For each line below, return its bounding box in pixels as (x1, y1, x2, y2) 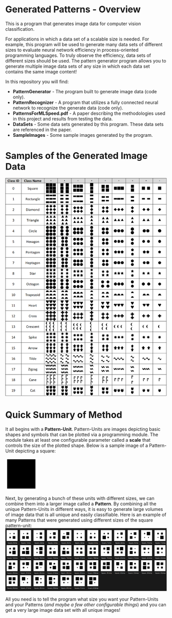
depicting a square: (15, 447, 56, 454)
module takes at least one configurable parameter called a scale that (5, 437, 151, 443)
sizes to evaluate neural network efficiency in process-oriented (5, 47, 139, 53)
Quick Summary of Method (5, 409, 122, 421)
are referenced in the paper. (12, 127, 72, 133)
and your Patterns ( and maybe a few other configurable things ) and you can (5, 602, 166, 608)
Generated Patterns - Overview (5, 4, 141, 15)
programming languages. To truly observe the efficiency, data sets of (5, 52, 152, 58)
